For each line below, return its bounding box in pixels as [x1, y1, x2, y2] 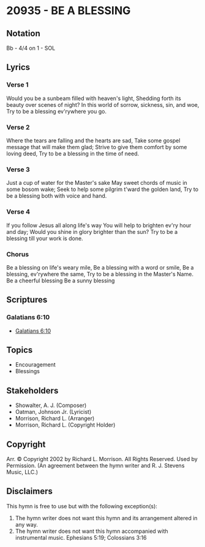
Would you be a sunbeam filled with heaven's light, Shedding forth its [6, 95, 182, 102]
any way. [15, 521, 38, 528]
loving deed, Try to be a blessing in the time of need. [6, 150, 140, 157]
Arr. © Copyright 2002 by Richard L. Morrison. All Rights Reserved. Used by [6, 456, 198, 462]
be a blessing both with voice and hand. [6, 192, 107, 200]
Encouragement [15, 361, 56, 368]
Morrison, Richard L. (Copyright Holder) [15, 421, 116, 429]
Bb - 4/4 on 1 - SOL [6, 44, 56, 52]
